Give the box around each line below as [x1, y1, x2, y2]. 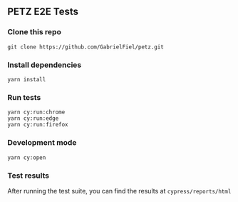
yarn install [7, 76, 46, 83]
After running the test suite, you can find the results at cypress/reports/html [7, 186, 232, 195]
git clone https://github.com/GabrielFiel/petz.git [7, 43, 164, 51]
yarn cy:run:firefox [7, 121, 69, 128]
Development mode [7, 138, 77, 148]
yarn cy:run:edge [7, 115, 59, 122]
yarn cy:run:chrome [7, 108, 66, 116]
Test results [7, 171, 50, 181]
